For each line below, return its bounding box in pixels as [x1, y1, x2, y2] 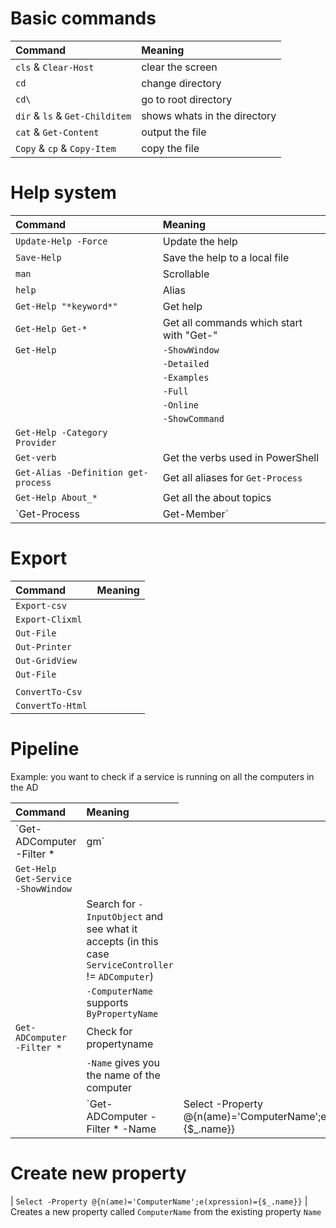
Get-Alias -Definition [15, 467, 123, 478]
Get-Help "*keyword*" [15, 300, 118, 312]
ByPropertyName [86, 1008, 159, 1019]
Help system [10, 182, 117, 204]
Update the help [162, 234, 238, 248]
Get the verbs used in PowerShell [162, 450, 320, 464]
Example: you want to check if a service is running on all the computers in [10, 770, 315, 782]
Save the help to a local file [162, 250, 290, 264]
